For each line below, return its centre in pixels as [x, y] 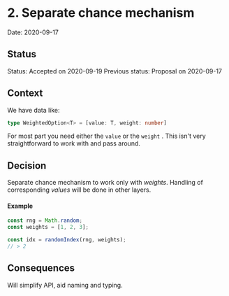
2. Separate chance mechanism [101, 13]
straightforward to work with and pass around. [74, 143]
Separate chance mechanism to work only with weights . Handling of [105, 183]
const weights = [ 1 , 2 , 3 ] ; [48, 227]
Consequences [41, 268]
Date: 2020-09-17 [33, 32]
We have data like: [34, 110]
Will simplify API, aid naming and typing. [65, 285]
